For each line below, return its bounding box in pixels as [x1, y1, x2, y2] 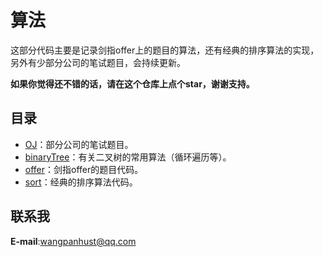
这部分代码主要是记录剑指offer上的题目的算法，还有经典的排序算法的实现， [10, 44, 320, 56]
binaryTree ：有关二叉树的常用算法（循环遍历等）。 [24, 151, 232, 163]
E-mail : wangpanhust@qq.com [10, 235, 137, 247]
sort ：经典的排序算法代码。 [24, 176, 138, 188]
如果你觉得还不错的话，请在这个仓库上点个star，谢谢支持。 [10, 77, 255, 90]
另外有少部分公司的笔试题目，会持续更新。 [10, 56, 186, 68]
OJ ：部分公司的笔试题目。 [24, 138, 134, 150]
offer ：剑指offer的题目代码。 [24, 163, 144, 175]
